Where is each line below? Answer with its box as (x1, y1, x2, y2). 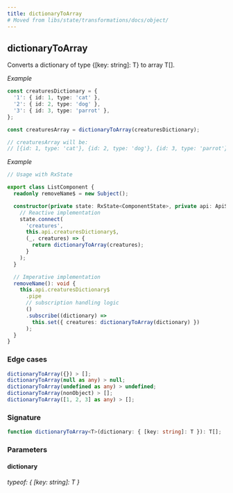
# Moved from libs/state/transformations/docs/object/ (7, 17, 169, 24)
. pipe (25, 293, 42, 300)
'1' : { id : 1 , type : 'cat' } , (13, 95, 101, 102)
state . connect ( (19, 216, 64, 223)
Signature (7, 412, 42, 422)
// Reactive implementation (19, 209, 101, 216)
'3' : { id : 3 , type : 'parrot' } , (13, 107, 110, 114)
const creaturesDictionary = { (7, 88, 98, 95)
